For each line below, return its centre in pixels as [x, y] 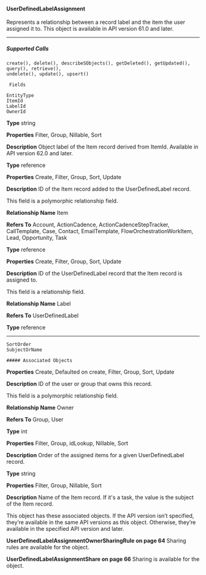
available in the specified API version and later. [65, 529]
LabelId [16, 106]
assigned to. [22, 280]
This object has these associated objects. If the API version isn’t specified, [100, 516]
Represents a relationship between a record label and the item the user [96, 22]
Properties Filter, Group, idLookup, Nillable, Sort [67, 443]
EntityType [20, 96]
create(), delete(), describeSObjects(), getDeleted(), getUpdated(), [98, 64]
